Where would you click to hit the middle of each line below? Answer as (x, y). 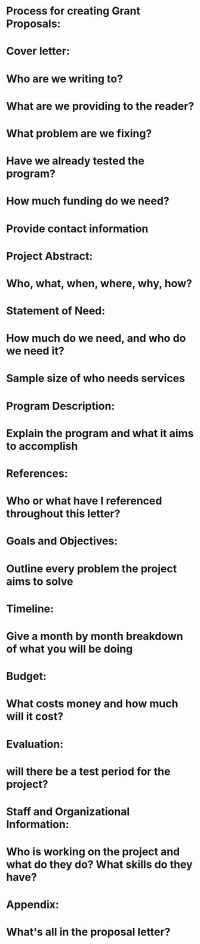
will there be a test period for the (88, 771)
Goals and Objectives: (62, 541)
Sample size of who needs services (96, 378)
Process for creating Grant (73, 11)
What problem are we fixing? (79, 133)
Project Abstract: (50, 256)
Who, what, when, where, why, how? (99, 283)
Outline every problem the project (92, 569)
